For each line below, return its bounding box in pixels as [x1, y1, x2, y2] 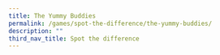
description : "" [8, 27, 63, 35]
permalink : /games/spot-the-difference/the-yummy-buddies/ [8, 19, 213, 27]
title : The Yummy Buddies [8, 11, 96, 20]
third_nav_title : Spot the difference [8, 34, 140, 43]
